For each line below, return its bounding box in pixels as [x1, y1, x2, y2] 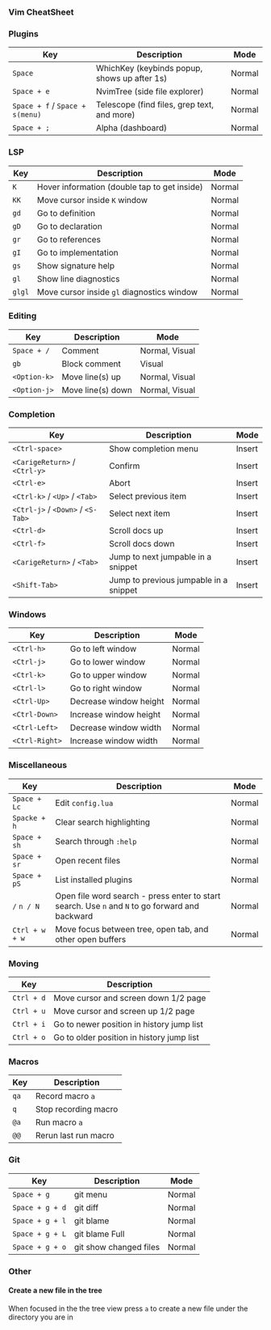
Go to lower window [69, 657, 146, 668]
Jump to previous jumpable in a [108, 575, 228, 586]
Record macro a [35, 1091, 95, 1102]
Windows [8, 609, 47, 620]
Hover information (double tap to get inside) [36, 181, 203, 192]
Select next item [108, 508, 171, 519]
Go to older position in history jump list [53, 1032, 199, 1043]
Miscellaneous [8, 759, 67, 771]
